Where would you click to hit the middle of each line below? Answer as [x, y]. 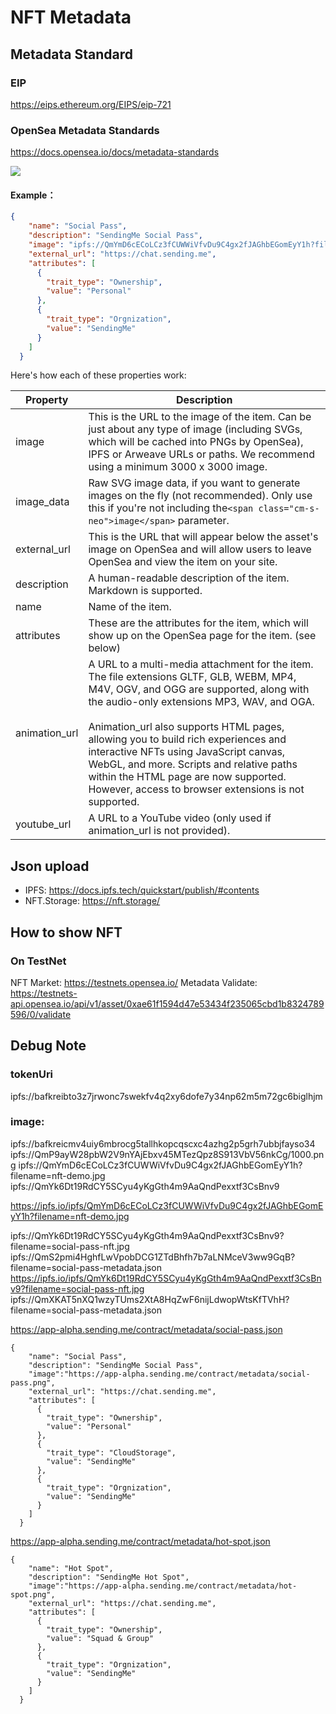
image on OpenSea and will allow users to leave [200, 549]
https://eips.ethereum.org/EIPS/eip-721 [91, 104]
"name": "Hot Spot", [71, 1568]
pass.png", [33, 1382]
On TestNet [38, 961]
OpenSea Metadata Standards [85, 130]
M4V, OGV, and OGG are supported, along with [199, 689]
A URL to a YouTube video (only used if [180, 818]
